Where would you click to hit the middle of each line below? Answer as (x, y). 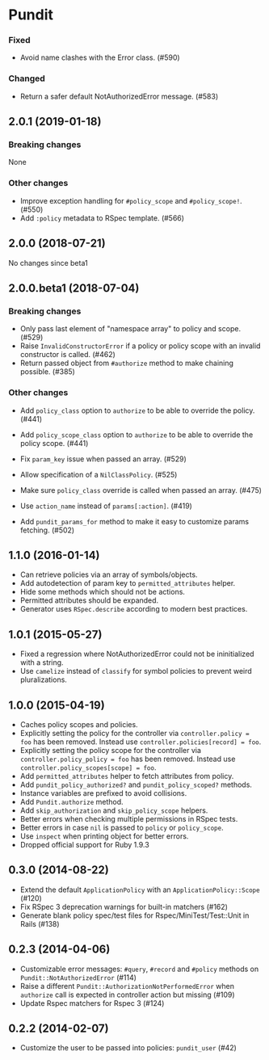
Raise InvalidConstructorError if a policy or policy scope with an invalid (140, 346)
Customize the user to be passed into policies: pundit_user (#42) (128, 1048)
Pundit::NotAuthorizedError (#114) (78, 977)
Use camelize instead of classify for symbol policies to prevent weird (136, 671)
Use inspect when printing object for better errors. (104, 836)
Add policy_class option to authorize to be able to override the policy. (137, 410)
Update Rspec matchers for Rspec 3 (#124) (92, 1003)
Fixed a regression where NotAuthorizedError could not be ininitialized (137, 654)
